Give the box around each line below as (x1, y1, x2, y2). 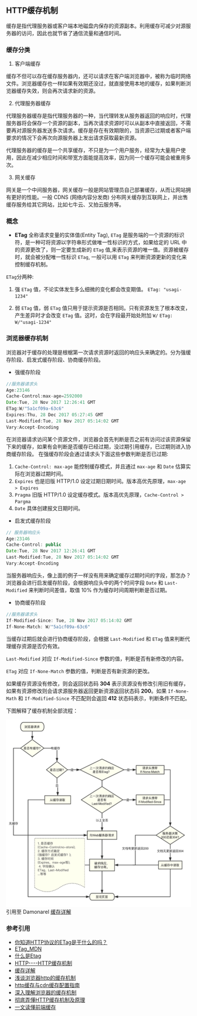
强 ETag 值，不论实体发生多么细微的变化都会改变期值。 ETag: (14, 286, 161, 293)
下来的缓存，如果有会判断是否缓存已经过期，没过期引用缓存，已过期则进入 (6, 443, 186, 450)
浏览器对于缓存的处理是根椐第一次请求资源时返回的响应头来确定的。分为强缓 (6, 349, 191, 356)
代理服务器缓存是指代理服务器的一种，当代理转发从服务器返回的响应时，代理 (6, 112, 191, 119)
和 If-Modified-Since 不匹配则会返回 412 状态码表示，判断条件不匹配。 (18, 694, 191, 701)
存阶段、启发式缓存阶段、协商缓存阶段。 (6, 356, 104, 363)
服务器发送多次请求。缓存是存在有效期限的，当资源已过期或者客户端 (26, 127, 191, 134)
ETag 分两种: (6, 274, 34, 281)
